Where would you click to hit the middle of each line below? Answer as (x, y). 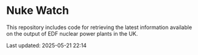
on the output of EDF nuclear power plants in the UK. (72, 33)
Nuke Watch (38, 11)
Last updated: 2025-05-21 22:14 (46, 45)
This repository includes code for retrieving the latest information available (99, 27)
